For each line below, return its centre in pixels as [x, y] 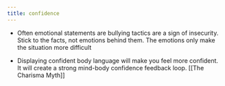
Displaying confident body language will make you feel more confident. [117, 60]
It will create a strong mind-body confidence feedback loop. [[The [110, 68]
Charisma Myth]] [41, 75]
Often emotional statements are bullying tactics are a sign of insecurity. [118, 33]
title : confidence [33, 13]
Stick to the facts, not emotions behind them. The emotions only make [116, 40]
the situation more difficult [54, 47]
